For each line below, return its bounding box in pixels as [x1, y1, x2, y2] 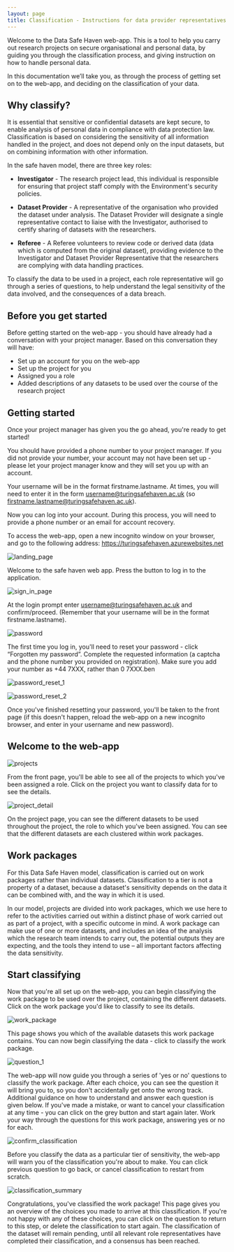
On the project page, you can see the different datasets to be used [7, 814, 199, 823]
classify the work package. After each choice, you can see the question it [7, 1079, 219, 1087]
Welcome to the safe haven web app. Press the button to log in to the [7, 566, 206, 574]
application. [7, 573, 41, 582]
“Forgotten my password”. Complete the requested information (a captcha [7, 649, 221, 658]
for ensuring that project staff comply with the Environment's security [17, 182, 218, 191]
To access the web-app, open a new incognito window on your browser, [7, 531, 215, 540]
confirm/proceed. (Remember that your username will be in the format [7, 607, 210, 616]
